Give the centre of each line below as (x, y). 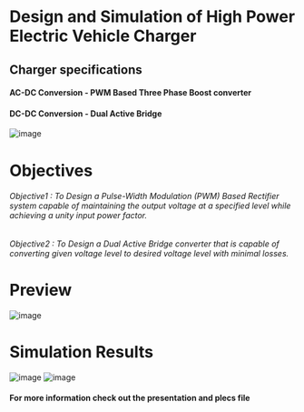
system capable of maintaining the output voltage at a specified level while (150, 206)
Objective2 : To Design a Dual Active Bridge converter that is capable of (144, 244)
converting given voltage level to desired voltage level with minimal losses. (149, 253)
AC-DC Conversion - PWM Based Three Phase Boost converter (131, 93)
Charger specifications (76, 70)
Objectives (51, 171)
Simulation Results (82, 352)
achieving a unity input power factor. (78, 216)
